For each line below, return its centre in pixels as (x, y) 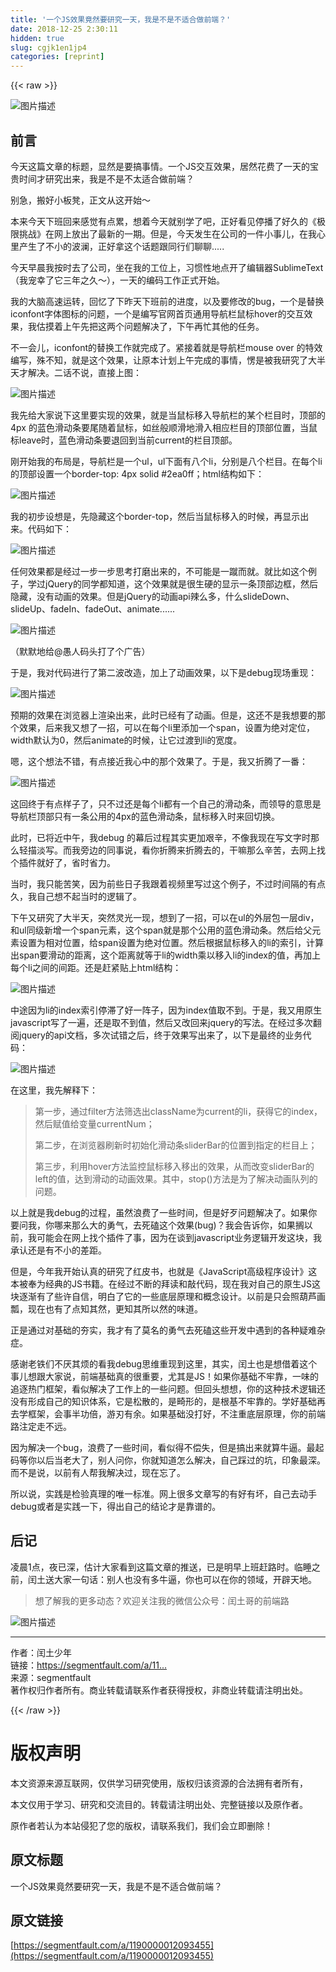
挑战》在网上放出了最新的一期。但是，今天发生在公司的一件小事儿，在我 (167, 233)
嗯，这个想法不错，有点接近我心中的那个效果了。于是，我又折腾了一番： (159, 761)
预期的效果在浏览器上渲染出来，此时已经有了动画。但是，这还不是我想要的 (163, 715)
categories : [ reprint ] (57, 57)
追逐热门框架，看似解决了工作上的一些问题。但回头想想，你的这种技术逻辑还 (168, 1388)
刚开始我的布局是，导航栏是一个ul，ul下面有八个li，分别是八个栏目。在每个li (166, 461)
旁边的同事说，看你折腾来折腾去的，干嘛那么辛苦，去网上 (198, 850)
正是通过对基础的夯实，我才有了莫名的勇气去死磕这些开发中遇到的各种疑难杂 (168, 1330)
